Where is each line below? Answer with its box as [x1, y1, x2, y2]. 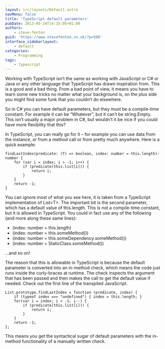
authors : [5, 26, 23, 31]
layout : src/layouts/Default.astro [5, 7, 78, 12]
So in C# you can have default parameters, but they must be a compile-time [5, 106, 159, 112]
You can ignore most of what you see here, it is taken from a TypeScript [5, 194, 151, 200]
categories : [5, 48, 30, 53]
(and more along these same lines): [5, 215, 77, 222]
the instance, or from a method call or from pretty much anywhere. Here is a [5, 136, 160, 143]
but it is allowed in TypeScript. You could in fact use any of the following [5, 210, 152, 216]
